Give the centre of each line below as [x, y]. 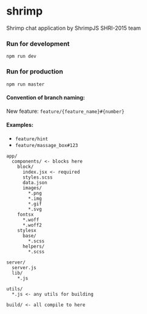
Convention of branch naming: [46, 98]
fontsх [26, 214]
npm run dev [21, 56]
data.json [35, 183]
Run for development [38, 44]
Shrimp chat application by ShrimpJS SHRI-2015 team [74, 28]
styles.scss [37, 177]
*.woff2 [32, 225]
